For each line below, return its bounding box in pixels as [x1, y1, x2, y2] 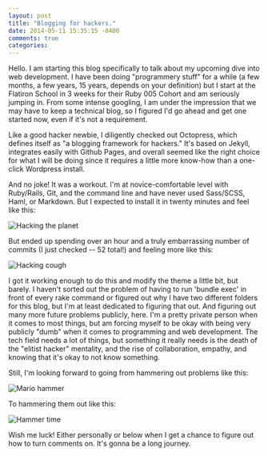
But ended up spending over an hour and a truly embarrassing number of [8, 236, 250, 246]
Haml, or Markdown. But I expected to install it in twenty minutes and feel [8, 197, 250, 207]
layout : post [8, 11, 52, 20]
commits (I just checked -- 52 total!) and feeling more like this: [8, 245, 214, 255]
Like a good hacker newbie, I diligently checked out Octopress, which [8, 130, 238, 140]
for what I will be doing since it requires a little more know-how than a [8, 155, 238, 165]
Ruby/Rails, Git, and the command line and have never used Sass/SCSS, [8, 188, 246, 198]
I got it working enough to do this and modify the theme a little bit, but [8, 276, 238, 285]
